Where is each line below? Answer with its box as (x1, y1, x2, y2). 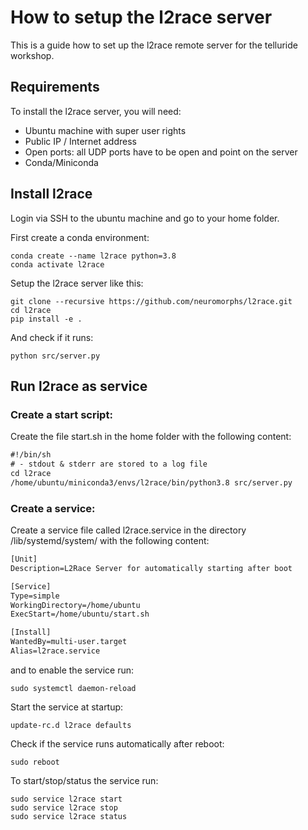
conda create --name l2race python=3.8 (10, 251, 177, 261)
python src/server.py (10, 351, 101, 361)
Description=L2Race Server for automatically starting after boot (10, 563, 293, 573)
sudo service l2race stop (10, 802, 118, 813)
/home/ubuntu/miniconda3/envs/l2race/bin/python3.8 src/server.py (10, 477, 293, 488)
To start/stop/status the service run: (10, 774, 159, 786)
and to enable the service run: (10, 664, 134, 676)
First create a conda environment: (10, 231, 150, 243)
